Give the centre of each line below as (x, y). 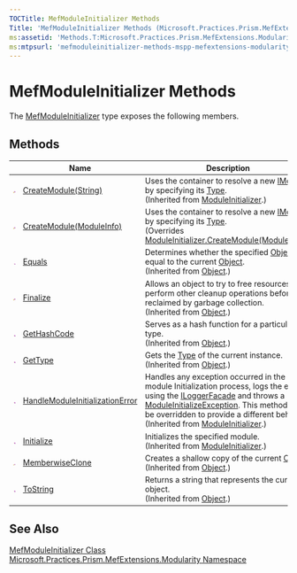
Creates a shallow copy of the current (213, 458)
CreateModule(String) (63, 190)
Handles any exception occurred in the (215, 377)
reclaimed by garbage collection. (205, 302)
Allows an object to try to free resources (217, 283)
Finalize (37, 298)
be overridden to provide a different (209, 414)
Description (228, 167)
